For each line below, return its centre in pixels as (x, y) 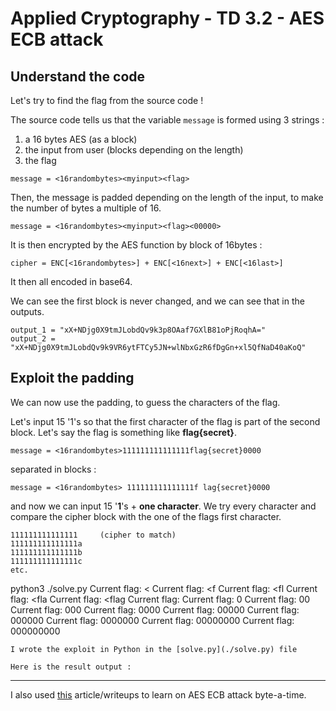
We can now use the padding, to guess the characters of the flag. (145, 402)
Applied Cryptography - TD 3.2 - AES (167, 18)
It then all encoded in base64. (71, 281)
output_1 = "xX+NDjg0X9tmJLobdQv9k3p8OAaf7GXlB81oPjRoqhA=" (138, 330)
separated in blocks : (53, 469)
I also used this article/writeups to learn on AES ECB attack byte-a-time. (158, 694)
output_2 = (33, 339)
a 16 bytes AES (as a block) (81, 139)
